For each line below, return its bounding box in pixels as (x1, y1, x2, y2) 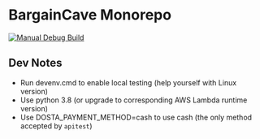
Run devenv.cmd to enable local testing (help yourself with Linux (19, 77, 237, 87)
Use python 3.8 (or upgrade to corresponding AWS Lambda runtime (19, 95, 248, 105)
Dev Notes (8, 56, 63, 70)
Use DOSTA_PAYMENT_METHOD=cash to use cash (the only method (19, 112, 253, 122)
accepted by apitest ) (19, 120, 93, 131)
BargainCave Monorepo (8, 6, 172, 24)
